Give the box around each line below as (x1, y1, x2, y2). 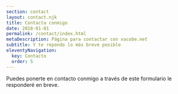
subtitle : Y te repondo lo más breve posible (6, 42, 121, 48)
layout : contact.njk (6, 14, 58, 20)
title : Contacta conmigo (6, 20, 68, 26)
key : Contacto (11, 53, 46, 59)
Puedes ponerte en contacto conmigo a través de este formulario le (6, 75, 172, 82)
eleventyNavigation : (6, 48, 58, 54)
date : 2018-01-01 (6, 25, 49, 32)
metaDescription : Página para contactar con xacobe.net (6, 36, 148, 42)
